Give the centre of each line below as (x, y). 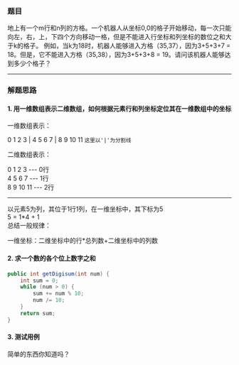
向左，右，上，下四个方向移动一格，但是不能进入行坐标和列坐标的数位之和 (116, 37)
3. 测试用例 (24, 337)
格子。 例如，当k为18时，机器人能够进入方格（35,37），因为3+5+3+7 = (127, 46)
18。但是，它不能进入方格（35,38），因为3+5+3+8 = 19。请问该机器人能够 (116, 55)
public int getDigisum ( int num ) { (59, 274)
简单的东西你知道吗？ (38, 354)
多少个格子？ (32, 64)
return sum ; (38, 313)
